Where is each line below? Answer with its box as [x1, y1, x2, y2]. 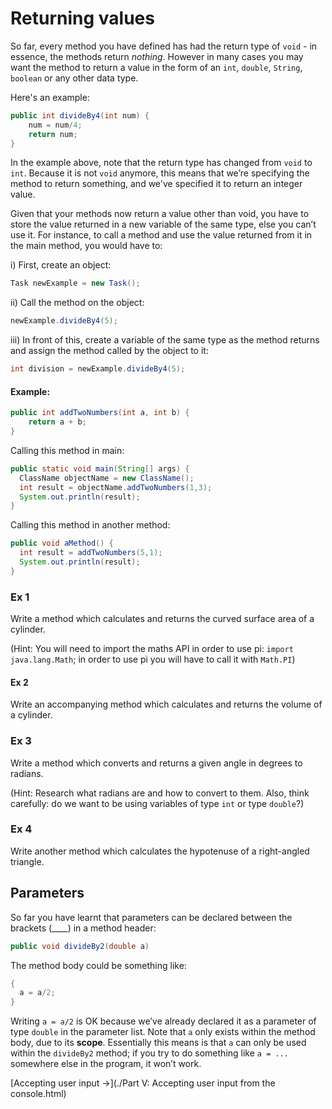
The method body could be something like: [10, 959, 187, 971]
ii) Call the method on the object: [10, 297, 145, 309]
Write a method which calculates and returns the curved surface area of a [10, 613, 315, 625]
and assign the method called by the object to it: [10, 345, 209, 357]
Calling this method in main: [10, 444, 125, 456]
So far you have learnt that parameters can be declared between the [10, 911, 293, 923]
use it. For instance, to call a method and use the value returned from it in [10, 229, 313, 241]
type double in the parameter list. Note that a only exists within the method [10, 1026, 316, 1038]
